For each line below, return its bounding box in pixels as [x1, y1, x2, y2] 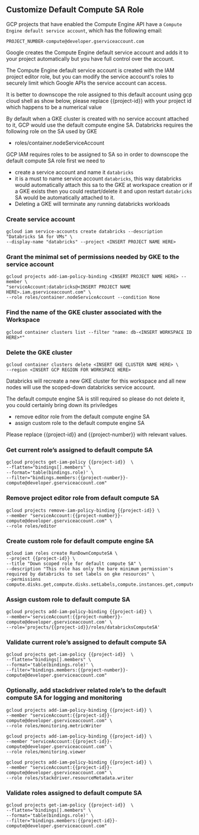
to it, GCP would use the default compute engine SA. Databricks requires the [6, 121, 194, 129]
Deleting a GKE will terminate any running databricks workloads [14, 200, 171, 207]
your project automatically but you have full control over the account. [6, 55, 175, 62]
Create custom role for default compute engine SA [6, 537, 154, 545]
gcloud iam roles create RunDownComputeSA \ [6, 550, 118, 556]
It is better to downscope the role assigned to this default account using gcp [6, 90, 192, 98]
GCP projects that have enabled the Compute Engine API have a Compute [6, 20, 182, 27]
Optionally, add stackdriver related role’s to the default [6, 686, 166, 695]
